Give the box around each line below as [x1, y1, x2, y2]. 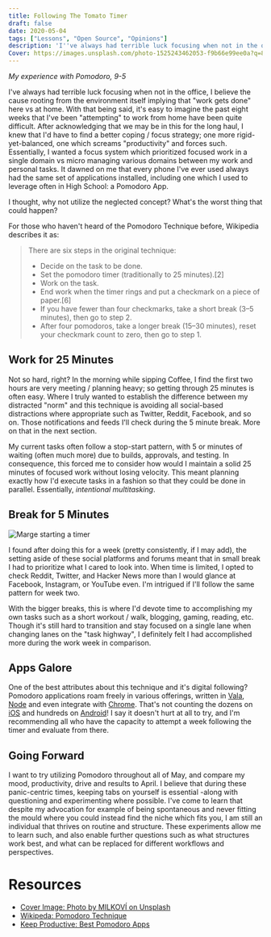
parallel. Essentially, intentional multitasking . [8, 484, 156, 494]
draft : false [8, 19, 52, 27]
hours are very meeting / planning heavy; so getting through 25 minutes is [8, 383, 255, 392]
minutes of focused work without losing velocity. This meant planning [8, 467, 240, 477]
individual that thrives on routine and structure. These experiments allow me [8, 822, 261, 831]
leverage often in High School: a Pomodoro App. [8, 182, 169, 190]
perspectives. [8, 847, 54, 857]
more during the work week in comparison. [8, 638, 152, 647]
